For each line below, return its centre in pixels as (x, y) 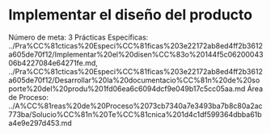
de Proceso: (29, 97)
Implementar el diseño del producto (131, 15)
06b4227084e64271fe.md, (53, 63)
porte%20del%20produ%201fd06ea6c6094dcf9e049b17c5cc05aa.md (127, 88)
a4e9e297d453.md (40, 123)
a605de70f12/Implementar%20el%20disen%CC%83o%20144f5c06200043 (136, 54)
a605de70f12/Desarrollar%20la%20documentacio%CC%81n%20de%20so (134, 80)
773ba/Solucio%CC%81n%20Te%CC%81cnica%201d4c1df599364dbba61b (135, 114)
